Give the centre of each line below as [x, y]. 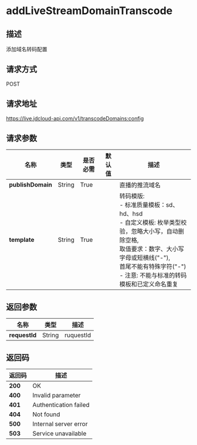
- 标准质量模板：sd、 [149, 205]
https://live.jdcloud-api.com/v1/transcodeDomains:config [75, 118]
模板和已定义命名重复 [149, 284]
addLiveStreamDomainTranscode [89, 11]
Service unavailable [60, 434]
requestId [23, 335]
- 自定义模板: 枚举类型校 [153, 222]
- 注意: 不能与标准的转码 [153, 275]
